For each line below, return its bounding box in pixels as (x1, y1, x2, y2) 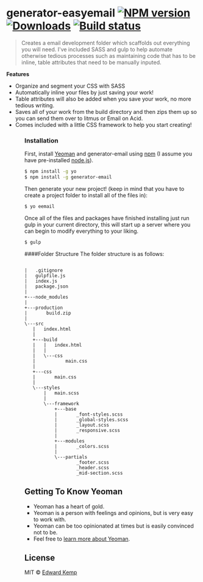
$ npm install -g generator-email (24, 174, 112, 180)
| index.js (24, 278, 58, 284)
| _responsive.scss (54, 427, 121, 433)
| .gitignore (24, 267, 63, 274)
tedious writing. (15, 101, 55, 109)
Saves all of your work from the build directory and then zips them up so (15, 108, 197, 115)
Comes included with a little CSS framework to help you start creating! (15, 121, 192, 128)
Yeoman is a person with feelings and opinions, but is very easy (33, 509, 194, 516)
